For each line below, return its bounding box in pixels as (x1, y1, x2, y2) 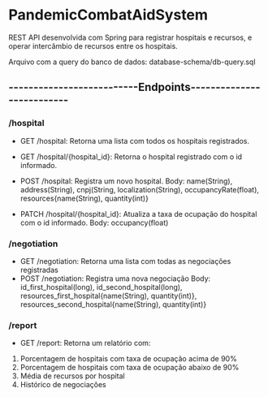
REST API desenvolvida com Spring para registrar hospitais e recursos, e (8, 32, 253, 42)
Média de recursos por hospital (19, 371, 125, 381)
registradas (19, 265, 58, 274)
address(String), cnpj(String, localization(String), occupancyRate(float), (19, 184, 260, 194)
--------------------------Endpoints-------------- (8, 80, 262, 94)
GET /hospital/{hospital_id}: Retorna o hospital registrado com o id (19, 152, 242, 162)
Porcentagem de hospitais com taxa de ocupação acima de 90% (19, 354, 237, 364)
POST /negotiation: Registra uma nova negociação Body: (19, 274, 211, 283)
